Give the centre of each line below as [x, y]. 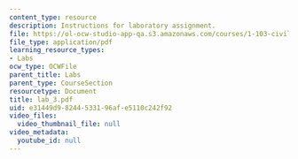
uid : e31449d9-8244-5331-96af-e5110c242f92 [91, 108]
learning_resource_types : [57, 50]
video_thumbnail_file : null [69, 125]
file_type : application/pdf [61, 42]
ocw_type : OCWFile [43, 67]
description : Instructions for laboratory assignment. [113, 26]
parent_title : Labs [45, 75]
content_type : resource [53, 17]
